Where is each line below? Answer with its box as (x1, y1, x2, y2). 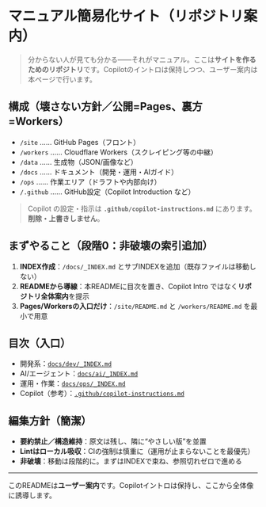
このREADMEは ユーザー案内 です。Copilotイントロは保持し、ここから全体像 (8, 481, 254, 490)
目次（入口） (8, 336, 71, 349)
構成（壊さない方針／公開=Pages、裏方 (8, 100, 203, 113)
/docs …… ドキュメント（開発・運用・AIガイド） (19, 167, 179, 177)
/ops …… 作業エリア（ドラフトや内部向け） (19, 177, 161, 186)
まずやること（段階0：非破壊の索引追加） (8, 239, 214, 253)
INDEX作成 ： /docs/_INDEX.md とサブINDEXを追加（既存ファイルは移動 (19, 261, 250, 271)
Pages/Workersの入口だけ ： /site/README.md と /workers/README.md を (19, 301, 251, 311)
